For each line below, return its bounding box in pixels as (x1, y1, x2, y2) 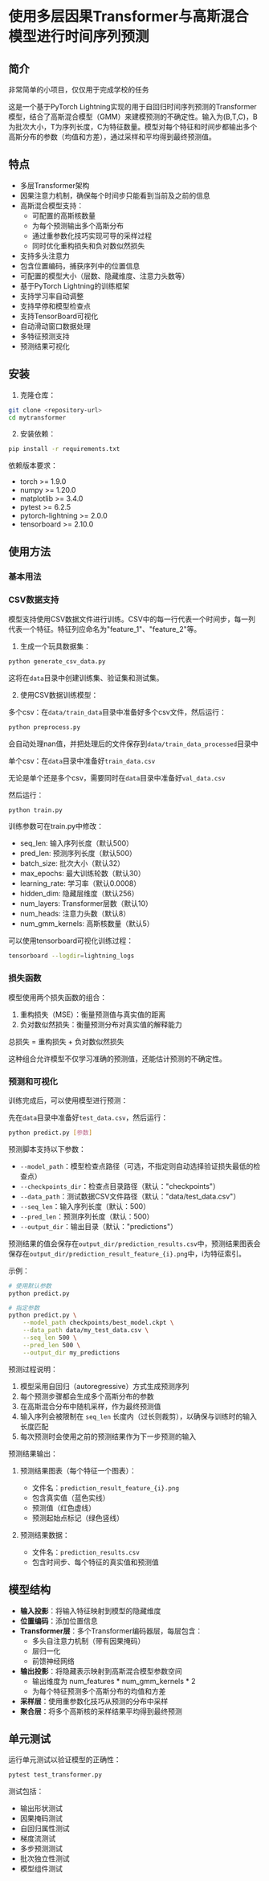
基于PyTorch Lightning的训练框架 (19, 281, 130, 290)
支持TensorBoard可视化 (19, 311, 99, 321)
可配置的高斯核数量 (31, 211, 96, 220)
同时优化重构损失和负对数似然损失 (31, 240, 145, 250)
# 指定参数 (8, 1304, 40, 1312)
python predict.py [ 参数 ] (8, 1129, 92, 1137)
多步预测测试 (19, 1844, 63, 1854)
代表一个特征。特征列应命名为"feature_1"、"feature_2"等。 (8, 624, 202, 633)
